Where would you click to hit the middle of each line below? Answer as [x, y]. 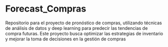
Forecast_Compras [46, 9]
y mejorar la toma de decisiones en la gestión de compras [66, 39]
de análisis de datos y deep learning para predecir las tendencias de [77, 28]
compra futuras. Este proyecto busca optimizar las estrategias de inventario [84, 33]
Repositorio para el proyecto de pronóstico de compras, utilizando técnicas [83, 23]
